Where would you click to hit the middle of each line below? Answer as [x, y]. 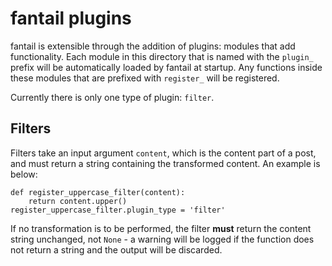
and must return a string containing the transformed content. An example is [165, 163]
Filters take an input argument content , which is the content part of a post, [163, 153]
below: [24, 174]
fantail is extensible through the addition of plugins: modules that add [153, 46]
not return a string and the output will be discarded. [116, 249]
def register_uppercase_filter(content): [98, 192]
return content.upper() [78, 201]
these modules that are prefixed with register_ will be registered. [145, 78]
